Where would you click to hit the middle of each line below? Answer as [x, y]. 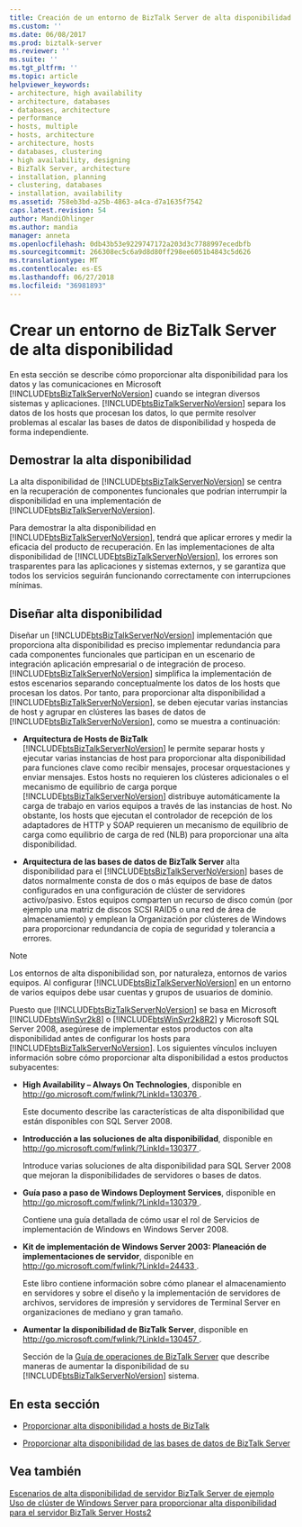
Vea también [45, 1472]
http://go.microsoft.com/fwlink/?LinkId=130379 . [112, 1203]
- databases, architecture [60, 110]
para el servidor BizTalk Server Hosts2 [80, 1512]
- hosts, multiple [44, 127]
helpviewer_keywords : [50, 85]
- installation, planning [58, 177]
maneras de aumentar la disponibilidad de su [106, 1367]
